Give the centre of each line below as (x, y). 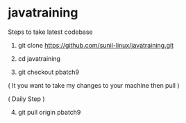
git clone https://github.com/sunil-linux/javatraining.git (96, 45)
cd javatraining (39, 58)
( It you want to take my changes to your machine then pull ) (94, 85)
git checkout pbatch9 (48, 72)
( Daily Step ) (26, 99)
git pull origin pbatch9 (49, 112)
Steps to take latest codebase (50, 32)
